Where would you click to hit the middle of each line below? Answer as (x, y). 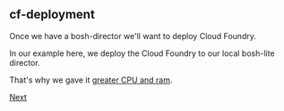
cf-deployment (52, 15)
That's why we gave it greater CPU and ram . (91, 80)
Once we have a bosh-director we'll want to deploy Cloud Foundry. (133, 36)
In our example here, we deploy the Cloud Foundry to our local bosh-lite (142, 53)
